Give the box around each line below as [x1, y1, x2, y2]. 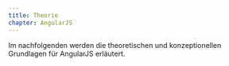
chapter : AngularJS [8, 19, 73, 27]
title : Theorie [8, 11, 59, 20]
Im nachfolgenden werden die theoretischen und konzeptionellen [8, 40, 222, 49]
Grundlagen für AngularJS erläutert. [8, 49, 126, 58]
